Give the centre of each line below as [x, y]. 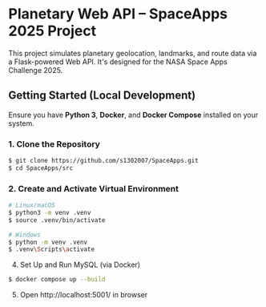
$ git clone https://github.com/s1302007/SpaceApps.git [103, 161]
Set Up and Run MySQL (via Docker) [80, 265]
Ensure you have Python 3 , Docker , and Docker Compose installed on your [133, 115]
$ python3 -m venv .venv [50, 212]
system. [21, 123]
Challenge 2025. [36, 70]
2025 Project [52, 31]
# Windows [25, 234]
